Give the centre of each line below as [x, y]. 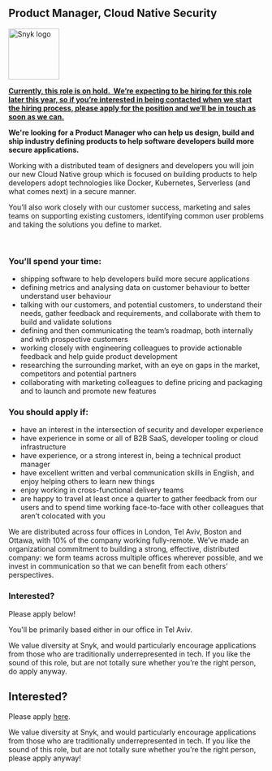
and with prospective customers [74, 340]
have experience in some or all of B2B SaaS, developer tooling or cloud [139, 439]
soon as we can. [37, 116]
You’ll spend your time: [55, 261]
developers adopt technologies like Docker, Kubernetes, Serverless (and [130, 183]
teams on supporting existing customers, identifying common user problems [136, 215]
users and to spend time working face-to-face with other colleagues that [142, 508]
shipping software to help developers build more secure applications [135, 279]
